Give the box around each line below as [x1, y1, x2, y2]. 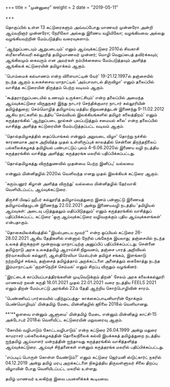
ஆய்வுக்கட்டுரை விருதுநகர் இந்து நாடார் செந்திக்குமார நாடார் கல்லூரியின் [5, 100, 146, 106]
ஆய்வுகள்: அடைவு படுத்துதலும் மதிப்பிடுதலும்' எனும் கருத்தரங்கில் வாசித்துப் [5, 208, 152, 214]
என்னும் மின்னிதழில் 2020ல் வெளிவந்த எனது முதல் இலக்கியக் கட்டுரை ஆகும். [5, 171, 159, 176]
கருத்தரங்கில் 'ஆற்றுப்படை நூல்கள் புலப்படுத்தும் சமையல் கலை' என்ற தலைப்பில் [5, 118, 158, 123]
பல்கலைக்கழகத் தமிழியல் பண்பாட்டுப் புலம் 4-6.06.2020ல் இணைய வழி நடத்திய [5, 144, 159, 150]
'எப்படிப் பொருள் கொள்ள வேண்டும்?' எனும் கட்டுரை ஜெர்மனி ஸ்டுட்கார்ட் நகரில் [5, 354, 161, 360]
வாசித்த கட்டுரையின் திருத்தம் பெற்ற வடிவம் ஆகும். [5, 85, 104, 90]
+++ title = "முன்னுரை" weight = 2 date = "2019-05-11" [5, 5, 118, 10]
